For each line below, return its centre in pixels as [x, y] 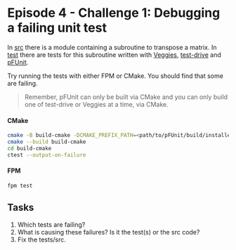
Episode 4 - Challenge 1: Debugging [114, 13]
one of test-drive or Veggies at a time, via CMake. [96, 104]
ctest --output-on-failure [47, 155]
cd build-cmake [29, 148]
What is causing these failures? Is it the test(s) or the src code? [109, 232]
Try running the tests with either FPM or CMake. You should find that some [115, 76]
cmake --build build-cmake [47, 142]
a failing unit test [57, 28]
